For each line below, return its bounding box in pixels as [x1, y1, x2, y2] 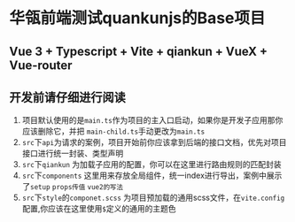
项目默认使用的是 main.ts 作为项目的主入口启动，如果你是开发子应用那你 [21, 115, 283, 126]
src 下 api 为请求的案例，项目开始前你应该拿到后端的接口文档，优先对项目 [21, 137, 287, 148]
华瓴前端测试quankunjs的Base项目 [9, 8, 266, 28]
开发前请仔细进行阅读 [9, 89, 126, 104]
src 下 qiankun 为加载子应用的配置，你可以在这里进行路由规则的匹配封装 [21, 159, 282, 170]
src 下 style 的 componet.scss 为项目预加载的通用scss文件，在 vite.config [21, 192, 285, 203]
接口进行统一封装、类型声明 [21, 148, 124, 159]
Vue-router [9, 57, 73, 73]
